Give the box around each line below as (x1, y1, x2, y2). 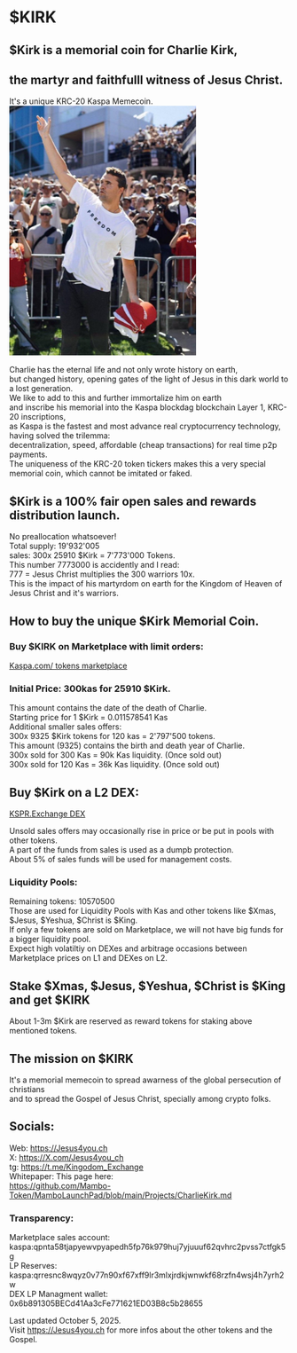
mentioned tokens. (9, 1026, 78, 1036)
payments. (9, 449, 48, 460)
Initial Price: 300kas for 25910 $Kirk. (9, 682, 171, 695)
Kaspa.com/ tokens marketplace (9, 660, 128, 671)
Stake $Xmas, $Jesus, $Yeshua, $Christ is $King (9, 979, 286, 994)
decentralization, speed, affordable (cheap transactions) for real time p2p (9, 440, 277, 451)
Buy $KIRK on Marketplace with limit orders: (9, 640, 204, 652)
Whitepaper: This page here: (9, 1170, 113, 1182)
